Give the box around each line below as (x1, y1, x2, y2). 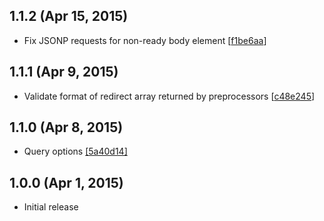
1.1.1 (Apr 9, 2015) (9, 64, 119, 81)
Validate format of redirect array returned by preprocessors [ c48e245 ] (23, 90, 316, 102)
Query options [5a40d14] (23, 145, 128, 158)
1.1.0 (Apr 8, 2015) (9, 119, 124, 136)
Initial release (23, 201, 79, 213)
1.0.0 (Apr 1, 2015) (9, 174, 124, 191)
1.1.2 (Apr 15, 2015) (9, 8, 129, 25)
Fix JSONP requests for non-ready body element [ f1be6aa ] (23, 34, 267, 46)
